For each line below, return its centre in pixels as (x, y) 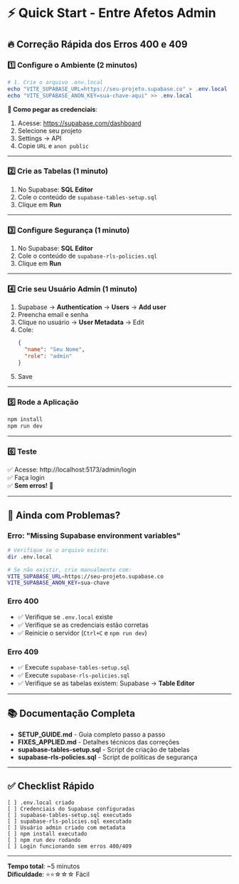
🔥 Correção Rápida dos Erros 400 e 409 (97, 44)
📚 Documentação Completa (71, 713)
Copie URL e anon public (53, 145)
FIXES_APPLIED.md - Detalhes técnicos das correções (99, 742)
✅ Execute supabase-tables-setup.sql (74, 667)
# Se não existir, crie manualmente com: (70, 570)
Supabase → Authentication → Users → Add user (92, 307)
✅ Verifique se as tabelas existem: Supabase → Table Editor (106, 683)
